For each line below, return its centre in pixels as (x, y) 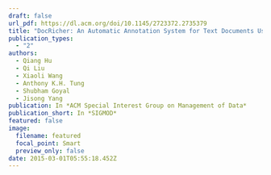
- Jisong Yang (39, 98)
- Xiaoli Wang (39, 76)
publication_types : (41, 38)
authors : (23, 53)
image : (19, 128)
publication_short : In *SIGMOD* (63, 114)
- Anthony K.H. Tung (50, 83)
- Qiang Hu (34, 61)
